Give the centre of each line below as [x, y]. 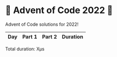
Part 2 [49, 36]
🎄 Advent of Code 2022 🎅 [59, 10]
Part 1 [30, 36]
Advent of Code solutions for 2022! [42, 24]
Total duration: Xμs [25, 49]
